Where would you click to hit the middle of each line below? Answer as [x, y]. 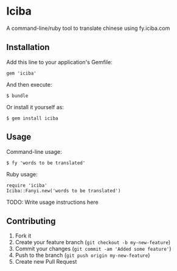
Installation [28, 47]
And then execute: [29, 84]
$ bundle [17, 96]
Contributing [31, 221]
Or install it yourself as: [35, 107]
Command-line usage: [34, 151]
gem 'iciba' [21, 73]
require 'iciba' [27, 185]
